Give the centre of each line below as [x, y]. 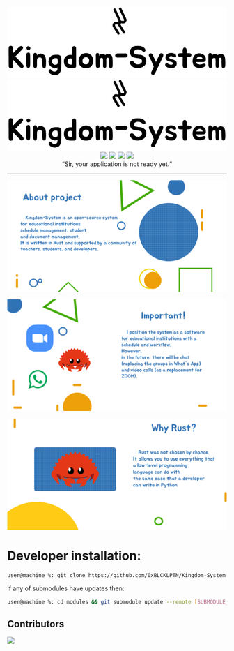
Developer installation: [74, 556]
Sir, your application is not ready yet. [117, 164]
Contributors [36, 624]
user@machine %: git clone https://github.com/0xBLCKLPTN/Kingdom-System [117, 575]
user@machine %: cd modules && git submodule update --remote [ [102, 602]
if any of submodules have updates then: [66, 588]
